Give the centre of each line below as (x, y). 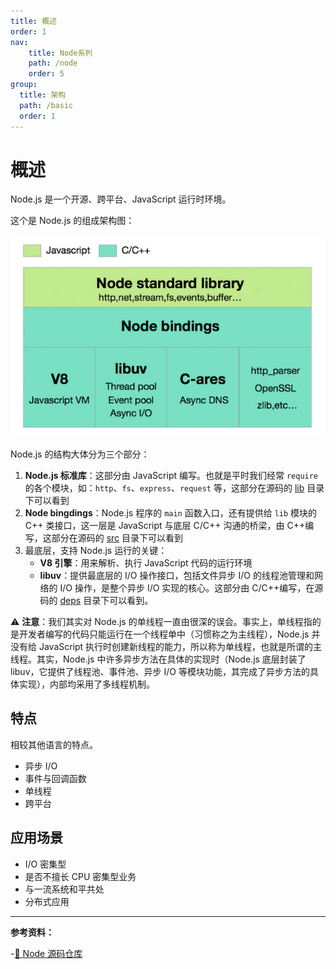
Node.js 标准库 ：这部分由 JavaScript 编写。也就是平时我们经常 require (171, 475)
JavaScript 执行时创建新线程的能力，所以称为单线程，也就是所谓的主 (180, 646)
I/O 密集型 (45, 864)
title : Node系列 (60, 53)
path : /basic (46, 105)
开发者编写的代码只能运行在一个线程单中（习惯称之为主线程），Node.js (164, 634)
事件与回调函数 (55, 778)
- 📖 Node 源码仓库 (46, 953)
